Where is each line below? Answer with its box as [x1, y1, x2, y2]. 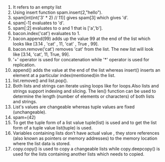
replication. [12, 62, 36, 68]
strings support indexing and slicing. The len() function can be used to [12, 88, 156, 94]
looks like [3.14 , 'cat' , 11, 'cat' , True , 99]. [12, 41, 99, 46]
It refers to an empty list [12, 4, 62, 10]
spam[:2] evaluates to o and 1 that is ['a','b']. [12, 25, 103, 31]
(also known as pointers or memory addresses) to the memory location [12, 135, 158, 141]
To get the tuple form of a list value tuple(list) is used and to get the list [12, 120, 157, 125]
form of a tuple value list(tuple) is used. [12, 125, 93, 130]
